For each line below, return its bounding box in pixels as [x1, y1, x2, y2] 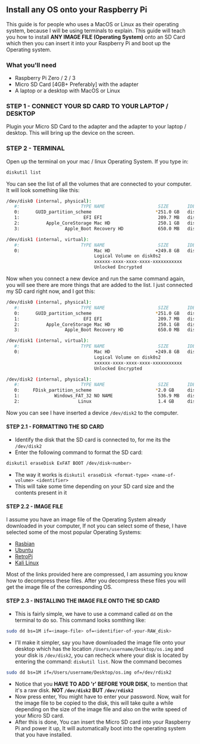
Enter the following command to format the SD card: [14, 449, 143, 456]
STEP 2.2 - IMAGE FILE [6, 502, 64, 510]
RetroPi [14, 553, 33, 560]
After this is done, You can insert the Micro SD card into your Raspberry [14, 718, 191, 726]
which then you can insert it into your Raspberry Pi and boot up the [6, 39, 171, 47]
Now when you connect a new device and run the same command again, [6, 275, 185, 282]
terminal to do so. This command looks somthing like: [14, 617, 146, 624]
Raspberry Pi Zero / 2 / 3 [14, 75, 76, 82]
